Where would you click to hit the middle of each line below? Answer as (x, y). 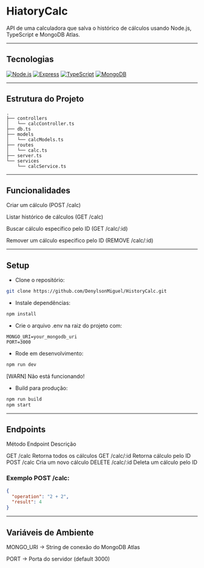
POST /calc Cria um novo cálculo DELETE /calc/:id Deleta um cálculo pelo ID (102, 462)
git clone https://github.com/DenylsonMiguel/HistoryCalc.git (87, 291)
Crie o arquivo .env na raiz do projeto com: (69, 325)
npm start (19, 405)
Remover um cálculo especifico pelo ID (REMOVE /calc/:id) (80, 240)
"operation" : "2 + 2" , (40, 496)
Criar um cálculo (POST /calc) (43, 205)
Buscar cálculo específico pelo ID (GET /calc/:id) (67, 229)
